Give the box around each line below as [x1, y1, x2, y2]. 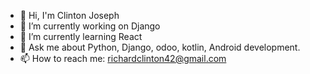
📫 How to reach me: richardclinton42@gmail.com [19, 53, 227, 64]
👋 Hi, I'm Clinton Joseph [19, 10, 120, 21]
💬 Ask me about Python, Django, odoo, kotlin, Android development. [19, 41, 301, 53]
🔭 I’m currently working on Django [19, 20, 161, 32]
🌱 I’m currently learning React [19, 31, 143, 42]
